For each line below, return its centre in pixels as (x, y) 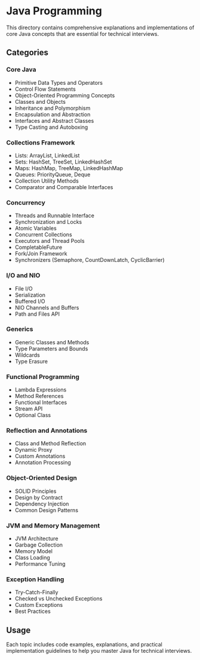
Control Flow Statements (45, 89)
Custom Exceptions (39, 605)
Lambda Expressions (41, 390)
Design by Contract (39, 497)
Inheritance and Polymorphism (53, 108)
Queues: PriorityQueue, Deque (53, 174)
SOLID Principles (36, 491)
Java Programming (54, 11)
